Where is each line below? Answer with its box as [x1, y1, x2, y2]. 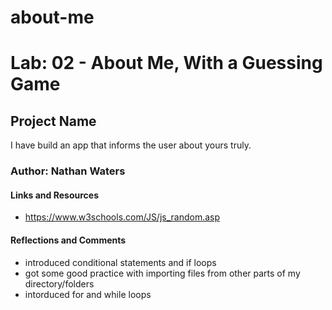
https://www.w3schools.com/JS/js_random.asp [24, 211, 221, 223]
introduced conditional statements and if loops [24, 256, 217, 268]
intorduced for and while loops [24, 288, 152, 300]
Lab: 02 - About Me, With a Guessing [10, 52, 323, 75]
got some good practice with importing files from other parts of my [24, 267, 301, 279]
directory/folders [24, 277, 95, 290]
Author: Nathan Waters [10, 164, 126, 178]
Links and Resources [10, 189, 99, 201]
